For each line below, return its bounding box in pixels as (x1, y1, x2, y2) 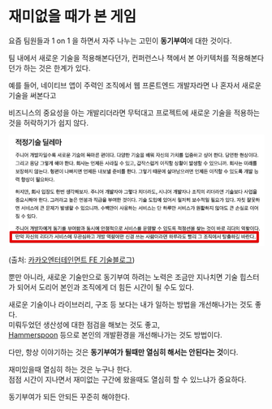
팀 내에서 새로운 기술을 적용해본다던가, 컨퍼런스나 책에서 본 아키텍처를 (8, 53, 230, 62)
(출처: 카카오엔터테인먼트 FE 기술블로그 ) (8, 255, 136, 265)
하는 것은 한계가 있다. (23, 62, 91, 73)
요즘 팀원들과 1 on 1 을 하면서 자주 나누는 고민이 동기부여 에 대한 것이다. (8, 36, 233, 45)
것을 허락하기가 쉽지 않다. (8, 118, 89, 127)
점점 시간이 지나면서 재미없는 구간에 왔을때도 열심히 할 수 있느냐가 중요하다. (8, 375, 247, 385)
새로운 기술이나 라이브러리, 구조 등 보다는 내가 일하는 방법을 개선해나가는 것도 (8, 299, 253, 309)
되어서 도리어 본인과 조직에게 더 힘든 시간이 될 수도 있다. (16, 282, 195, 292)
